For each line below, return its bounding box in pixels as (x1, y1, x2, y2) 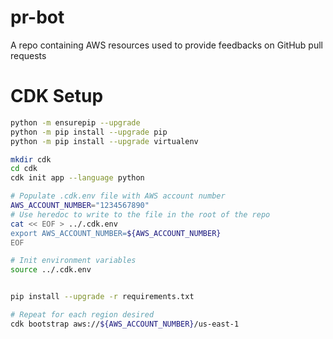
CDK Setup (10, 85, 104, 108)
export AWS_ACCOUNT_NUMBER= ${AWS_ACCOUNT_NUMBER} (10, 228, 222, 238)
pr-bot (10, 6, 65, 29)
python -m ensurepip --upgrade (10, 117, 141, 128)
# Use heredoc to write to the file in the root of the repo (10, 209, 271, 220)
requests (10, 49, 47, 61)
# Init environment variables (10, 256, 137, 266)
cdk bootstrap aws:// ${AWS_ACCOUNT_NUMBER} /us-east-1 (10, 319, 240, 329)
